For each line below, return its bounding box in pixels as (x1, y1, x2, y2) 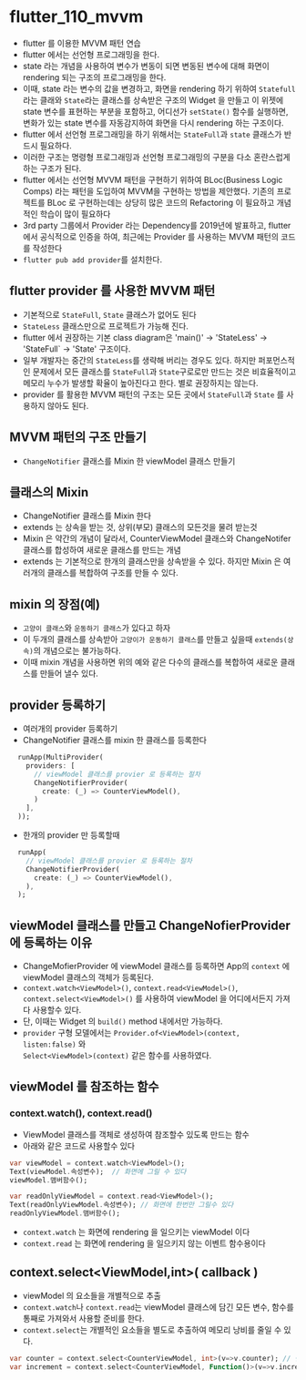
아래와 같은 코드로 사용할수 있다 (22, 1140, 135, 1151)
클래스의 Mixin (9, 485, 89, 500)
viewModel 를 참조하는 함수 (9, 1079, 159, 1095)
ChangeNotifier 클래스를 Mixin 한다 (22, 510, 152, 521)
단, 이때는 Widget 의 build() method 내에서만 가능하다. (22, 1016, 223, 1027)
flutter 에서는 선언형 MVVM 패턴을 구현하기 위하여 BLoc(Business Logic (22, 174, 283, 185)
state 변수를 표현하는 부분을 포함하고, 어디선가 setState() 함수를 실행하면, (22, 106, 289, 117)
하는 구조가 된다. (22, 162, 82, 174)
